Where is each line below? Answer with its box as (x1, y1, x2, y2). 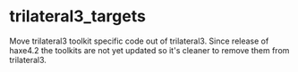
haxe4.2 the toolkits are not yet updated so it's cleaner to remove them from (9, 44, 290, 55)
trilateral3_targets (9, 6, 146, 27)
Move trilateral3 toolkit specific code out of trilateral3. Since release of (9, 36, 269, 46)
